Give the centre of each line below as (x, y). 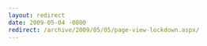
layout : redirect (37, 15)
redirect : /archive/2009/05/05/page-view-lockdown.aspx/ (104, 30)
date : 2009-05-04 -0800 (47, 23)
